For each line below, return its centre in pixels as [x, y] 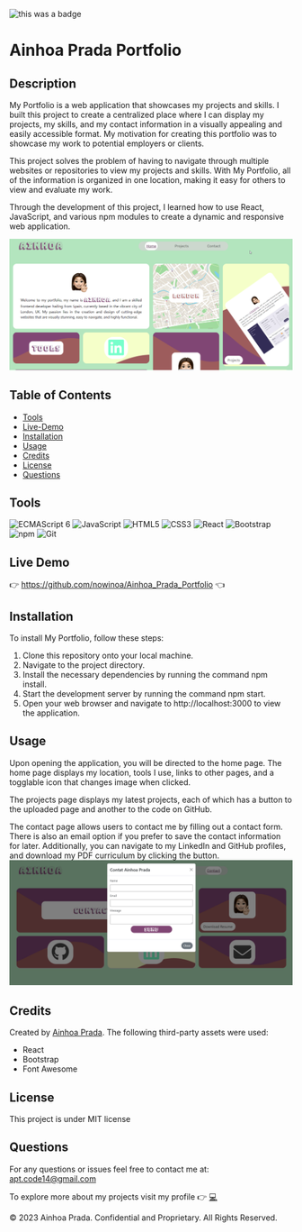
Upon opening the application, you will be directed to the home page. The [146, 762]
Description [43, 83]
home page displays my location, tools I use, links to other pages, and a [142, 772]
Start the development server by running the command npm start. [144, 694]
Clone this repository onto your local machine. [108, 656]
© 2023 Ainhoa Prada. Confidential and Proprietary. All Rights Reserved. [143, 1218]
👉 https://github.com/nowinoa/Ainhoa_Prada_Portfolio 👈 [117, 585]
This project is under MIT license [70, 1118]
